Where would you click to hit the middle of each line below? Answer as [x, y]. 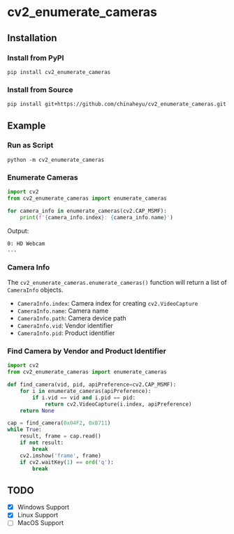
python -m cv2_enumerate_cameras [56, 160]
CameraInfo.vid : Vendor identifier [65, 325]
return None [37, 410]
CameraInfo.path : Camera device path [72, 318]
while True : [24, 430]
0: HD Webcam [26, 244]
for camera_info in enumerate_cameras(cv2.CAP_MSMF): [87, 211]
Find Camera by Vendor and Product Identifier [87, 351]
